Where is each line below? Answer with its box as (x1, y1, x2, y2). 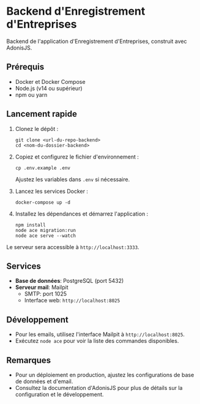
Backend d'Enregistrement (6, 4, 146, 18)
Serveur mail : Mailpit (15, 283, 69, 291)
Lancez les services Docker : (15, 187, 89, 195)
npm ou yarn (15, 91, 48, 99)
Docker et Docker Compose (15, 78, 86, 85)
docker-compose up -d (15, 199, 70, 206)
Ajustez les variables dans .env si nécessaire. (15, 176, 130, 183)
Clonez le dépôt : (15, 125, 59, 132)
